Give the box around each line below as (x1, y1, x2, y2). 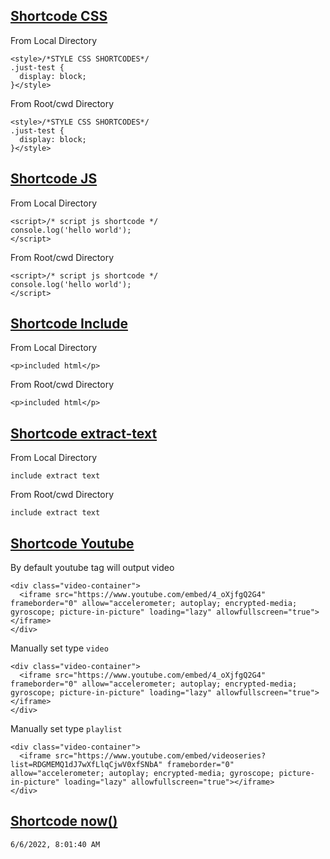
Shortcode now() (10, 813, 118, 830)
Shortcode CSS (10, 8, 108, 25)
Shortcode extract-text (10, 425, 158, 442)
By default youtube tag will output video (10, 562, 175, 574)
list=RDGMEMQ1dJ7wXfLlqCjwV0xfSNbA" (10, 760, 163, 770)
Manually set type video (10, 642, 109, 654)
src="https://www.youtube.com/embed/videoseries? (54, 751, 267, 761)
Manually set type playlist (10, 723, 123, 735)
